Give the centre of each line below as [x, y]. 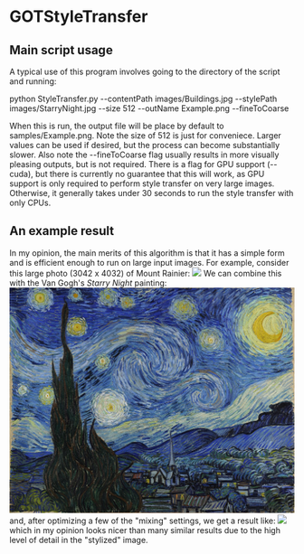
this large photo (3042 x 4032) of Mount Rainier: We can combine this [146, 273]
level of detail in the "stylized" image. [79, 540]
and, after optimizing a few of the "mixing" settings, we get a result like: [142, 521]
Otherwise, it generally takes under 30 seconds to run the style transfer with [152, 193]
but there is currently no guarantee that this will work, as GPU [150, 174]
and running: [33, 81]
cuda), [21, 174]
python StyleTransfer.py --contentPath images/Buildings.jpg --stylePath [143, 99]
